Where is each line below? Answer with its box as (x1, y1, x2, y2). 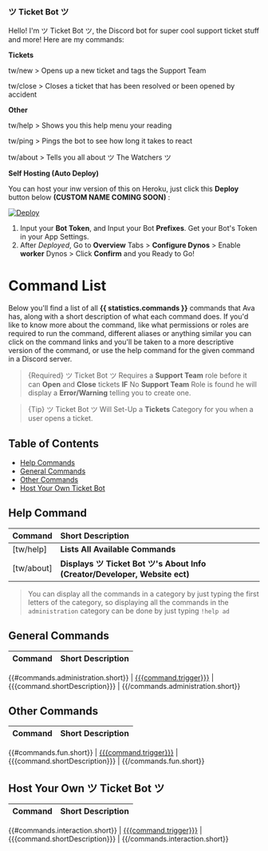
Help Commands (19, 458, 76, 468)
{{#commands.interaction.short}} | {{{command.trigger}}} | (8, 825, 203, 835)
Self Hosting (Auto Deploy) (8, 168, 100, 178)
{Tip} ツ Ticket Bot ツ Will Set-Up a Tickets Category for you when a (27, 405, 254, 414)
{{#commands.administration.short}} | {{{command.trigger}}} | (8, 672, 214, 683)
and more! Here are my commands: (8, 35, 125, 45)
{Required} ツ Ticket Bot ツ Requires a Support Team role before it (27, 370, 247, 380)
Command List (8, 277, 107, 295)
